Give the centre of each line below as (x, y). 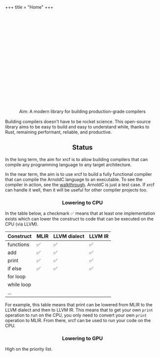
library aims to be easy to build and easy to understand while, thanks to (77, 127)
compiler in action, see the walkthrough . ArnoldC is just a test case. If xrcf (80, 185)
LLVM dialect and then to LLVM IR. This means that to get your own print (79, 310)
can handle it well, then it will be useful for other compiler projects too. (76, 190)
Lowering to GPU (82, 338)
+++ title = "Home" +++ (29, 7)
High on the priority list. (29, 349)
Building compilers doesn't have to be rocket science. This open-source (78, 122)
